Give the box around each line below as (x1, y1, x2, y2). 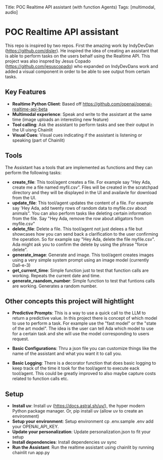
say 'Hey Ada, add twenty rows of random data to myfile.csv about (12, 205, 147, 211)
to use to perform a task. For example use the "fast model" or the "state (12, 320, 157, 327)
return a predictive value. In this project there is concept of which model (12, 315, 158, 321)
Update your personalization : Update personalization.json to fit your (12, 429, 151, 435)
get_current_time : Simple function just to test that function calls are (12, 267, 149, 273)
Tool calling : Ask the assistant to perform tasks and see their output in (12, 122, 154, 128)
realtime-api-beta (12, 106, 48, 112)
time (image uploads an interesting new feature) (12, 116, 109, 122)
